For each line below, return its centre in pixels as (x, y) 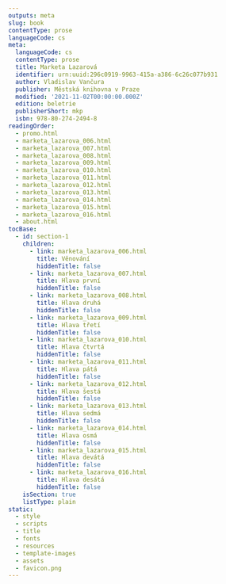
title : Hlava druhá (69, 303)
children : (39, 244)
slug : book (26, 23)
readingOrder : (32, 126)
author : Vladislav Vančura (60, 82)
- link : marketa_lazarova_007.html (88, 273)
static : (21, 509)
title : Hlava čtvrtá (71, 347)
